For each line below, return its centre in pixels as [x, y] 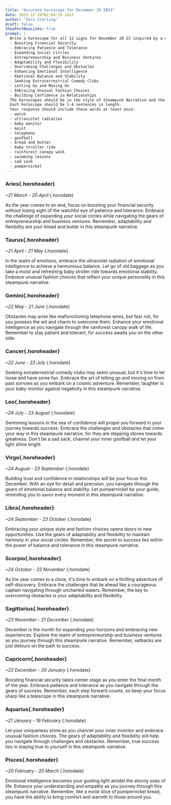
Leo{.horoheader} [28, 402]
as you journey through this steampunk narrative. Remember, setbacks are [83, 641]
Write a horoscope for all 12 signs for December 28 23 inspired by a [86, 39]
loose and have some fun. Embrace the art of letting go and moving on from [85, 378]
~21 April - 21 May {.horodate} [37, 251]
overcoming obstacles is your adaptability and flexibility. [64, 595]
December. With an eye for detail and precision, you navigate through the [82, 484]
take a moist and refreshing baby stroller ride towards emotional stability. [82, 272]
